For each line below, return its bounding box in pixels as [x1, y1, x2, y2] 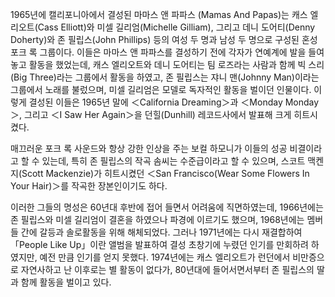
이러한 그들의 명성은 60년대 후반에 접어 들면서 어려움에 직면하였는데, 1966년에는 [10, 201, 324, 213]
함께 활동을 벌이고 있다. [20, 276, 112, 288]
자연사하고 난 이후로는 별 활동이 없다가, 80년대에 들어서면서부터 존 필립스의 [20, 264, 315, 275]
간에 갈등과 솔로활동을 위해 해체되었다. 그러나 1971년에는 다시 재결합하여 [20, 226, 303, 238]
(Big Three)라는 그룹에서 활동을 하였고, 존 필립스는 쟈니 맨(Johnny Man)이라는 [10, 71, 320, 83]
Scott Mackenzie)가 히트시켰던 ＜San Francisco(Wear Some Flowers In [21, 168, 310, 179]
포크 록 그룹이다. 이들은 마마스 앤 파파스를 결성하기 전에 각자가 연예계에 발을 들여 [10, 46, 325, 58]
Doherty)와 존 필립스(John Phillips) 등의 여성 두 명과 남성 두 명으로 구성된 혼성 [10, 34, 318, 45]
